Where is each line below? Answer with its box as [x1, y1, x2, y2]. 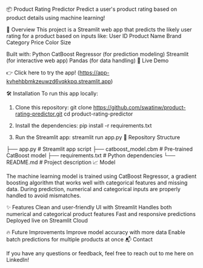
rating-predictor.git [15, 110, 62, 117]
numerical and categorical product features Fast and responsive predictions [6, 211, 196, 217]
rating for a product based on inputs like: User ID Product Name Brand [6, 33, 182, 39]
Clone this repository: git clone [15, 104, 92, 111]
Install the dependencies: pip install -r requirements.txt [15, 122, 152, 129]
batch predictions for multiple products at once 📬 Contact [6, 236, 153, 243]
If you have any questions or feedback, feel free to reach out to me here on [6, 250, 194, 257]
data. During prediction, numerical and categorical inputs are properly [6, 186, 181, 192]
